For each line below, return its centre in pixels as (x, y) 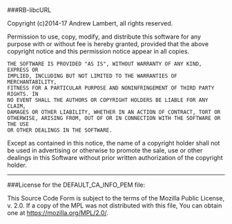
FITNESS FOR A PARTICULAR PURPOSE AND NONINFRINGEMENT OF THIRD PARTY (111, 88)
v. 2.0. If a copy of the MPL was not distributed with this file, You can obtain (115, 205)
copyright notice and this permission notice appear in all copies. (98, 51)
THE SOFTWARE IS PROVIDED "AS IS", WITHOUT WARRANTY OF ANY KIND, (105, 64)
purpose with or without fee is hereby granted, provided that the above (108, 44)
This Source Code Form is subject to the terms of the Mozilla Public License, (116, 198)
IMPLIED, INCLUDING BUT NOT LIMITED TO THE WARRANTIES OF (92, 76)
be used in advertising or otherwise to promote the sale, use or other (105, 150)
